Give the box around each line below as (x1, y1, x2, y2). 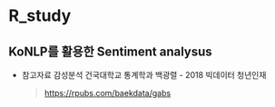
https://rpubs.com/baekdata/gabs (44, 88, 172, 98)
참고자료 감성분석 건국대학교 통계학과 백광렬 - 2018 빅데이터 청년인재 (21, 70, 267, 80)
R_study (8, 5, 72, 26)
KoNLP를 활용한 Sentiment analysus (8, 44, 212, 59)
